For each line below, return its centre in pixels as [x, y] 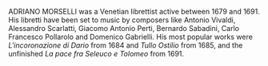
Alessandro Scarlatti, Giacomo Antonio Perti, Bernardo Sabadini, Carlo [124, 28]
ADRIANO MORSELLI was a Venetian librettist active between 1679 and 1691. [134, 12]
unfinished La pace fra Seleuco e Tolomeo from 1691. [96, 54]
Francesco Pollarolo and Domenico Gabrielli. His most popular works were [131, 37]
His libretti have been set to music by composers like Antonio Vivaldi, [122, 20]
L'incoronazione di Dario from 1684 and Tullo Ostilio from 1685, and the [126, 45]
